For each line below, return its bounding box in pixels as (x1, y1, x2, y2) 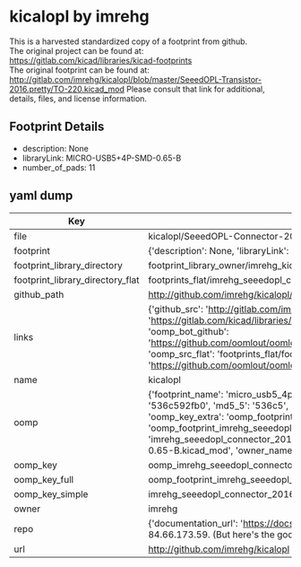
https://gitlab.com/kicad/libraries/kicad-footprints (9, 55, 193, 65)
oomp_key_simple (13, 487, 89, 500)
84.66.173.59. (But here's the (147, 528, 275, 540)
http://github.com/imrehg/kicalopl (147, 543, 290, 555)
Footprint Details (9, 119, 105, 135)
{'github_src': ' (147, 302, 209, 315)
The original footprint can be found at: (9, 65, 150, 75)
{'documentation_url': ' (147, 517, 244, 529)
